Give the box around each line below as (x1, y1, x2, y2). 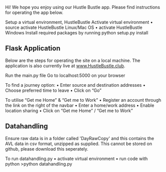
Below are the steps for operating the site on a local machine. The (5, 57, 141, 63)
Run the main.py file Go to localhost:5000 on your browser (5, 72, 126, 78)
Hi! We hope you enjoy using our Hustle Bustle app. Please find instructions (5, 4, 161, 10)
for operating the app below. (5, 9, 64, 15)
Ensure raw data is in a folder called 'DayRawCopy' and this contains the (5, 135, 155, 141)
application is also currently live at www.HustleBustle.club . (5, 62, 126, 69)
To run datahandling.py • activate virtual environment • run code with (5, 156, 148, 162)
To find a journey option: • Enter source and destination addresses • (5, 82, 146, 88)
